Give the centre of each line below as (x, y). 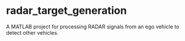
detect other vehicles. (32, 32)
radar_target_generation (66, 11)
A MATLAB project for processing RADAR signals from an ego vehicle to (93, 27)
